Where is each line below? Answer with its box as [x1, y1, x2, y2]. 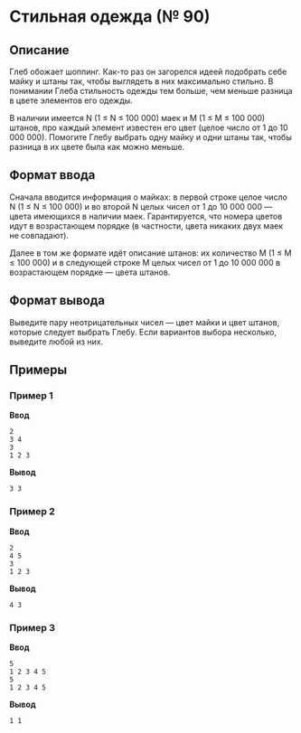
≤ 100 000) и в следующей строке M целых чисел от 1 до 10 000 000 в [9, 257, 281, 268]
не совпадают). [9, 230, 70, 240]
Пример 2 [9, 505, 56, 518]
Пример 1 [9, 389, 53, 401]
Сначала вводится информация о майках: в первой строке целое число [9, 192, 287, 202]
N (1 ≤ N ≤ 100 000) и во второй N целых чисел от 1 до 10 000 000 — [9, 201, 273, 211]
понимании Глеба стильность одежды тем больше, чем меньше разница [9, 86, 293, 96]
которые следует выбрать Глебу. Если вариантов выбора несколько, [9, 326, 277, 337]
